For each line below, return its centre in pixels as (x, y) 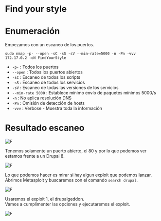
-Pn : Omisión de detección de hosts (48, 103)
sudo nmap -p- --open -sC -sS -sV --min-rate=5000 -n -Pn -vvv (71, 54)
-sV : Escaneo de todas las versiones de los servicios (65, 88)
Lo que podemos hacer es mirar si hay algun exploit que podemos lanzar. (79, 175)
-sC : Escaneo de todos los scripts (46, 77)
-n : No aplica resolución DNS (42, 98)
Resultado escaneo (45, 128)
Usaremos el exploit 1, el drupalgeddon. (45, 199)
